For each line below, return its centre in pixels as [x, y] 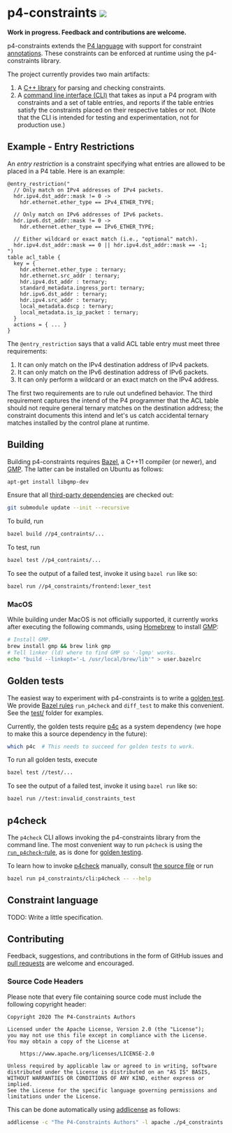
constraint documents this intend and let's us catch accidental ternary [108, 415]
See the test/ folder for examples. [55, 713]
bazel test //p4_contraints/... [54, 561]
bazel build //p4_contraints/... [56, 534]
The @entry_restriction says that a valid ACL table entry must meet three [114, 343]
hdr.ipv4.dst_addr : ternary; [64, 282]
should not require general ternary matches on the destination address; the [115, 407]
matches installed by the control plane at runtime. [79, 423]
